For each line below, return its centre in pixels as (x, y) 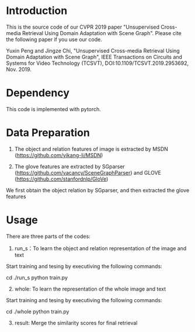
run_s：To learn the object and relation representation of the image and (100, 248)
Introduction (37, 11)
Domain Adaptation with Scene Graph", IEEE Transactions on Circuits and (94, 57)
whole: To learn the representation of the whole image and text (90, 289)
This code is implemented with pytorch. (53, 109)
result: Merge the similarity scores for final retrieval (76, 323)
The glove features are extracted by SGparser (70, 166)
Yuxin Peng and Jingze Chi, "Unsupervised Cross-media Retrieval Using (93, 50)
